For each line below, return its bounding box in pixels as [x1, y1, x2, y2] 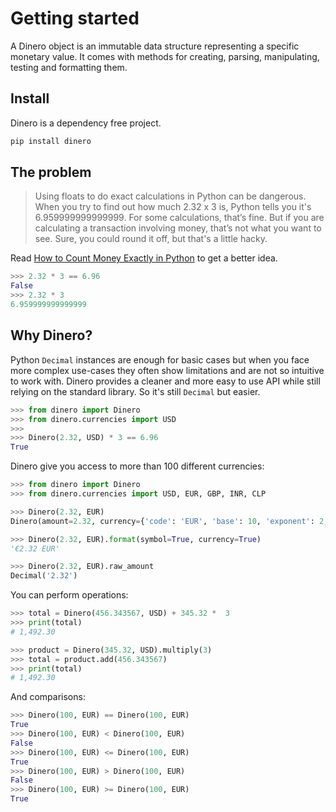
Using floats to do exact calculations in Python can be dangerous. [34, 190, 307, 202]
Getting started [10, 7, 140, 30]
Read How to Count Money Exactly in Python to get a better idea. [10, 252, 278, 264]
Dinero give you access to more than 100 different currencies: [10, 460, 265, 472]
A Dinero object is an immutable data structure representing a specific [10, 40, 300, 52]
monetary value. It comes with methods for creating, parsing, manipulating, [10, 50, 320, 62]
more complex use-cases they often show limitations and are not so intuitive [10, 364, 325, 376]
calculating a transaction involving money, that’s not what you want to [34, 222, 322, 234]
